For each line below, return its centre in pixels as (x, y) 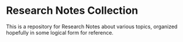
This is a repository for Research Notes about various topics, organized (92, 26)
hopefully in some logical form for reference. (60, 32)
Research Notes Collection (72, 11)
